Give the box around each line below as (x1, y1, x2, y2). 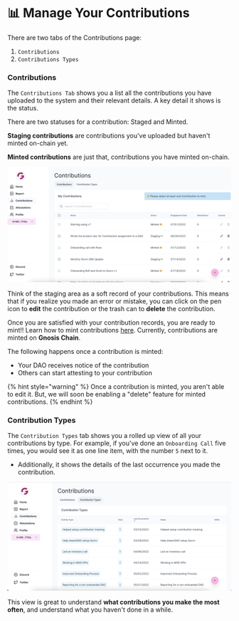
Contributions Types (17, 56, 79, 63)
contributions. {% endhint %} (7, 397, 93, 406)
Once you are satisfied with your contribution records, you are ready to (7, 318, 216, 327)
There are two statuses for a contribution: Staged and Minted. (7, 118, 188, 126)
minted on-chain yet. (7, 139, 69, 147)
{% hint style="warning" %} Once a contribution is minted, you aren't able (7, 382, 225, 391)
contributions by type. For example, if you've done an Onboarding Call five (7, 439, 226, 448)
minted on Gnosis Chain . (7, 333, 81, 342)
